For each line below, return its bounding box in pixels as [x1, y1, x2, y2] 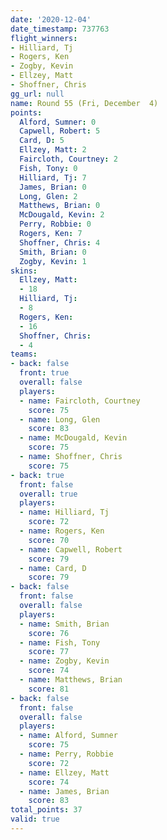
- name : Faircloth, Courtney [19, 396, 141, 406]
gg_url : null [10, 89, 65, 99]
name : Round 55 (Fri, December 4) [10, 98, 159, 108]
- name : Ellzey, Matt [19, 767, 110, 778]
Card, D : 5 [19, 136, 65, 146]
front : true [19, 368, 70, 378]
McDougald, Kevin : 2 [19, 210, 105, 220]
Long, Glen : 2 [19, 191, 78, 201]
